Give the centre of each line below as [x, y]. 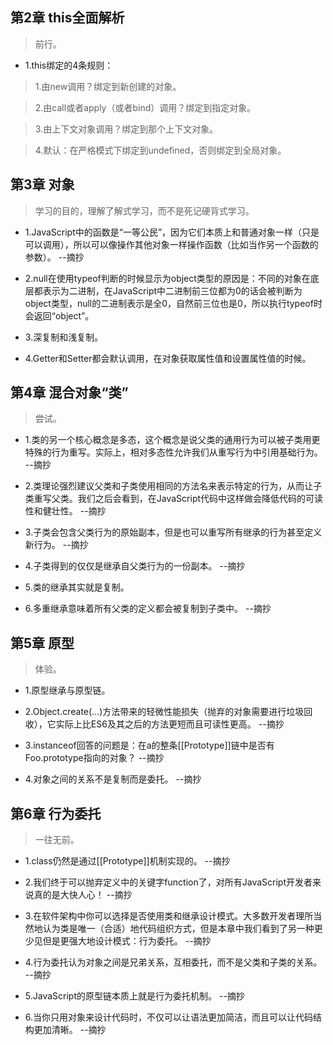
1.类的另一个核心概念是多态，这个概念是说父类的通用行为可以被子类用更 [172, 440]
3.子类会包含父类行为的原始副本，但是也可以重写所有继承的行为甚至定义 [173, 532]
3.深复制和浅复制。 [64, 337]
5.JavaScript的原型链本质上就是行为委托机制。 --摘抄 [134, 996]
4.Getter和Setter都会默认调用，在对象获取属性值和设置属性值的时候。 [168, 358]
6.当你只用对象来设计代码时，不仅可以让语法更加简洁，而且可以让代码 [169, 1017]
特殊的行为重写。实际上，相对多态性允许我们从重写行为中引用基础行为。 [173, 452]
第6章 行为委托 [56, 813]
